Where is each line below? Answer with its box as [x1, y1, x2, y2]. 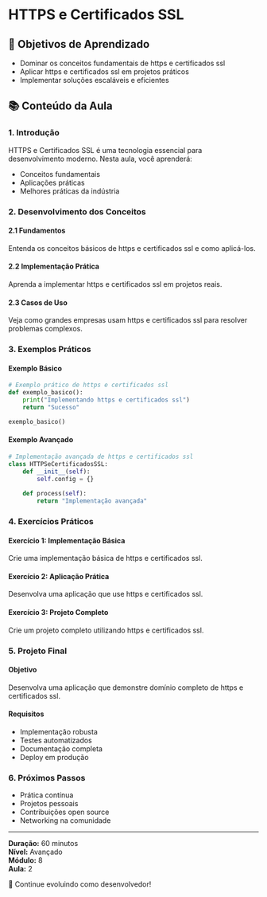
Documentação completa [19, 743, 103, 754]
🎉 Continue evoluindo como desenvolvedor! [8, 879, 152, 889]
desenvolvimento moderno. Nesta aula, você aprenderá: [8, 154, 192, 163]
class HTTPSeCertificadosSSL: [8, 460, 109, 468]
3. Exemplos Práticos [8, 344, 91, 355]
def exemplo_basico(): [8, 389, 83, 397]
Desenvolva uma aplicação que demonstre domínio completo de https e [8, 683, 244, 692]
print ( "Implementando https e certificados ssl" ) [22, 396, 191, 404]
